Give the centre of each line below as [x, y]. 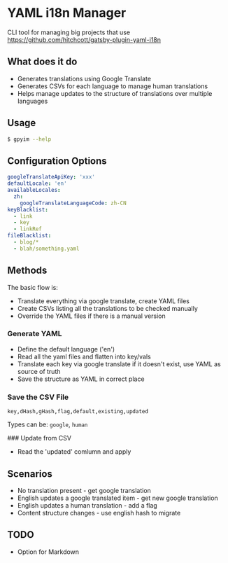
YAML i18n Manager [67, 13]
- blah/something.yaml [47, 249]
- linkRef [28, 229]
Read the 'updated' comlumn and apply [74, 452]
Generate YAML [35, 334]
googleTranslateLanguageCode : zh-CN [73, 203]
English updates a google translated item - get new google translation [117, 498]
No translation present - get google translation [84, 490]
